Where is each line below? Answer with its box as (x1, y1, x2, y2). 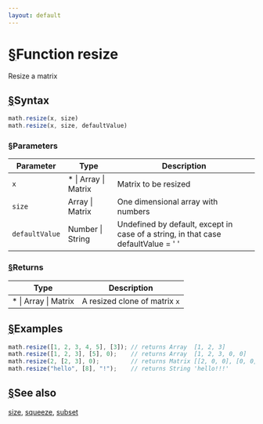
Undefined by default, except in (117, 219, 233, 230)
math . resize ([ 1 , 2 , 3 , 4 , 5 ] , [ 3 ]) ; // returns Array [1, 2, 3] (8, 342, 226, 351)
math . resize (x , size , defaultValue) (8, 122, 128, 130)
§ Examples (8, 322, 63, 335)
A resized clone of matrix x (81, 295, 180, 306)
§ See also (8, 386, 57, 400)
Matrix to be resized (117, 179, 191, 190)
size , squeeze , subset (8, 407, 78, 416)
